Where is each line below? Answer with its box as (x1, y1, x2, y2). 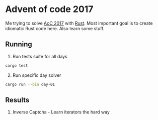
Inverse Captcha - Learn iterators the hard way (12, 109, 110, 115)
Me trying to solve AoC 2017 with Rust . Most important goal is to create (5, 20, 153, 26)
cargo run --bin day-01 (5, 82, 55, 87)
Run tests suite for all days (12, 53, 68, 59)
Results (5, 95, 30, 104)
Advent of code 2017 (5, 4, 94, 15)
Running (5, 40, 33, 49)
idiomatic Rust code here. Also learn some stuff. (5, 25, 105, 31)
